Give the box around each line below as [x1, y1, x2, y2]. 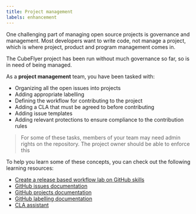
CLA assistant [14, 201, 49, 209]
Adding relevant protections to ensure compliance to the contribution [14, 116, 184, 123]
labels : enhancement [6, 14, 58, 20]
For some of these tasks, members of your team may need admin [20, 134, 181, 141]
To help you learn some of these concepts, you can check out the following [6, 158, 191, 165]
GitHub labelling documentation [14, 195, 93, 202]
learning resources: [6, 165, 54, 172]
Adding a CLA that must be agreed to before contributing [14, 103, 154, 110]
